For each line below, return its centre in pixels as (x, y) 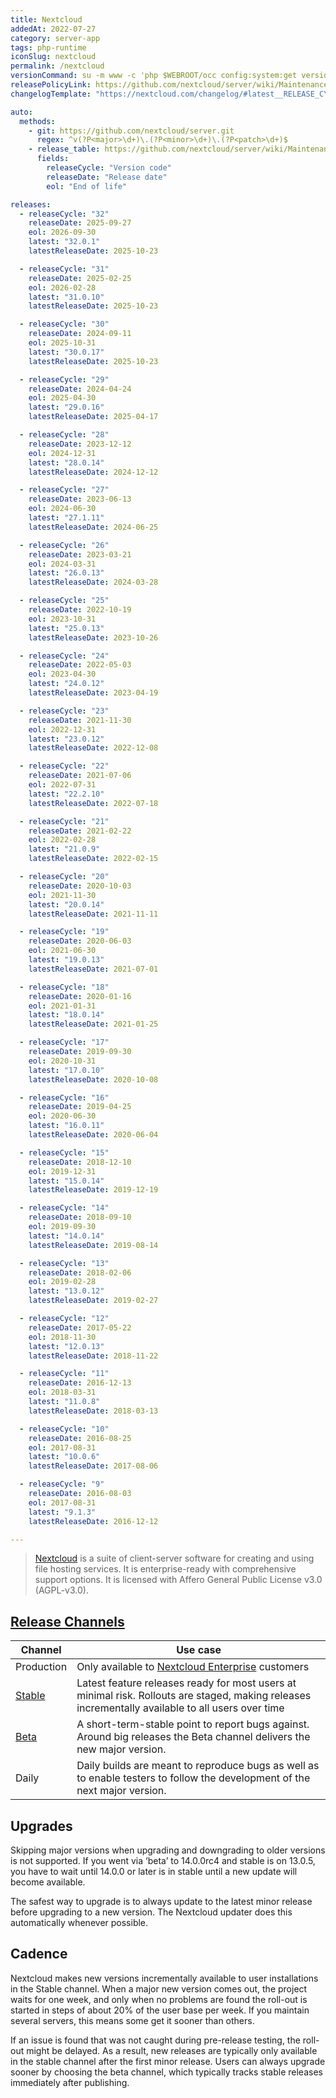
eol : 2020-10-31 (62, 1061)
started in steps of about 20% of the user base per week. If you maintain (160, 2010)
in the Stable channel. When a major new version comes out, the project (159, 1988)
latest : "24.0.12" (66, 684)
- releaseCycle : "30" (64, 324)
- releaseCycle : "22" (64, 766)
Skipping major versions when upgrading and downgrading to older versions (168, 1850)
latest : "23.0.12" (66, 739)
